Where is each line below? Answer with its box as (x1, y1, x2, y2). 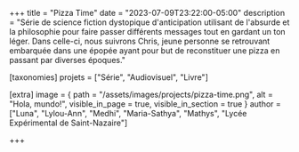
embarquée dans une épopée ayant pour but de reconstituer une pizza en (9, 45, 280, 56)
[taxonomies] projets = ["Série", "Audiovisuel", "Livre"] (9, 72, 209, 83)
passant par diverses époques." (9, 55, 126, 65)
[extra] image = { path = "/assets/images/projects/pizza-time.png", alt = (9, 89, 273, 100)
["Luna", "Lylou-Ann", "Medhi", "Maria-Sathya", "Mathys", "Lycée (9, 108, 247, 118)
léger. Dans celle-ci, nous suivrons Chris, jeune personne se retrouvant (9, 36, 271, 46)
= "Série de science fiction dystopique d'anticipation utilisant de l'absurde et (9, 17, 290, 28)
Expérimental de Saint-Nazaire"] (9, 117, 128, 128)
